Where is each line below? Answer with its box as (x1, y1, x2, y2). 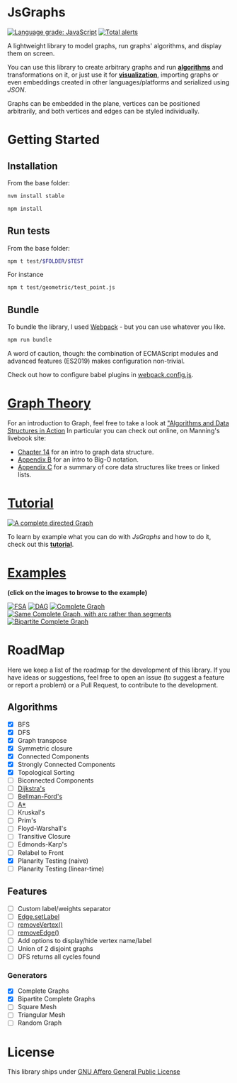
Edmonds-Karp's (17, 840, 67, 849)
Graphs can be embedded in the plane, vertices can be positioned (7, 99, 200, 107)
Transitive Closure (17, 832, 71, 841)
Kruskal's (17, 808, 45, 817)
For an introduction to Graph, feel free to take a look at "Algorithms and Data (7, 418, 230, 427)
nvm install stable (7, 192, 65, 200)
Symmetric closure (17, 744, 73, 753)
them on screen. (7, 49, 55, 58)
